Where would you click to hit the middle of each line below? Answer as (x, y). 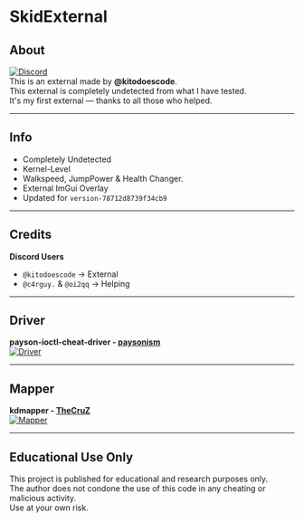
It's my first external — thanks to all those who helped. (111, 100)
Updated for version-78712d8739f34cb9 (95, 197)
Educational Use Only (71, 457)
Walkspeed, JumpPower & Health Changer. (103, 178)
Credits (31, 235)
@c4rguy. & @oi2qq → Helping (76, 283)
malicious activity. (43, 498)
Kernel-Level (46, 168)
